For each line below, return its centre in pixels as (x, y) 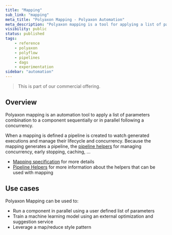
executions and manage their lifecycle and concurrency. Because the (78, 140)
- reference (27, 43)
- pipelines (27, 57)
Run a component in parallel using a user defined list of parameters (84, 210)
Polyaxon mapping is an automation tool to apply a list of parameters (78, 114)
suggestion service (33, 221)
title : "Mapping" (24, 10)
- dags (21, 62)
